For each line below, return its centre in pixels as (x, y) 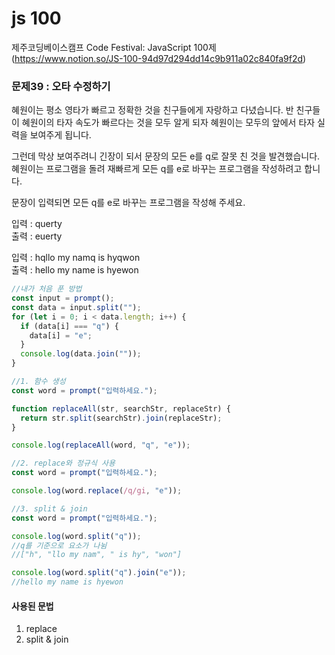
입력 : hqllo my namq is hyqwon (76, 258)
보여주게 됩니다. (60, 135)
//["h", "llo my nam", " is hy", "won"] (97, 555)
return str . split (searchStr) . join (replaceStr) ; (121, 418)
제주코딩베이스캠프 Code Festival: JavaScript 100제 (114, 47)
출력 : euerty (37, 236)
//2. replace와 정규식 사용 (63, 463)
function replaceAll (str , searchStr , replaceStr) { (121, 408)
